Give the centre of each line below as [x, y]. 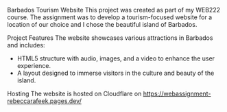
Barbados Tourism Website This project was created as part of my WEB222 [114, 10]
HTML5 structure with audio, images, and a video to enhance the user [116, 58]
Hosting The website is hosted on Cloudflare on [74, 93]
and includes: [26, 45]
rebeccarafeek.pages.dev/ [45, 101]
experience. [34, 66]
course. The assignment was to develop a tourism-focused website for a [110, 17]
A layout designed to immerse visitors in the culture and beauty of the [116, 73]
